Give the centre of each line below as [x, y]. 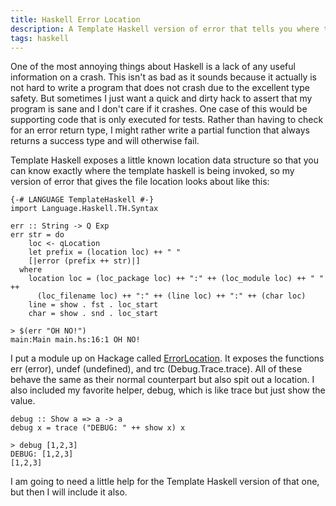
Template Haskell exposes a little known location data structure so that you [164, 160]
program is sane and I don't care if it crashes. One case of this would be [159, 109]
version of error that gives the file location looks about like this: [140, 182]
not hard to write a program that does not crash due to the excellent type [160, 88]
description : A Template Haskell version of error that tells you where [165, 29]
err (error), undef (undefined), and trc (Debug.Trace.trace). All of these [156, 369]
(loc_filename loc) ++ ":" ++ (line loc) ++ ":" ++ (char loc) [171, 296]
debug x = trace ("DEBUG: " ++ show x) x [98, 428]
